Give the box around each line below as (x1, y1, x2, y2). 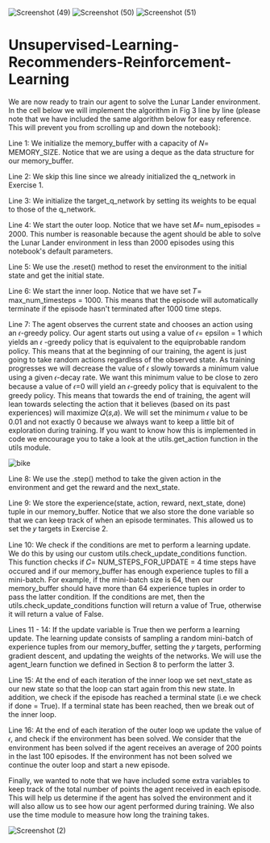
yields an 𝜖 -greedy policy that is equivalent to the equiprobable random (8, 337, 247, 346)
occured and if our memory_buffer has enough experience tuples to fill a (8, 566, 249, 576)
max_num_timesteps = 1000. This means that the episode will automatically (8, 295, 259, 304)
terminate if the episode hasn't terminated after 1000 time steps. (8, 304, 222, 313)
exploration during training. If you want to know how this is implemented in (8, 425, 256, 435)
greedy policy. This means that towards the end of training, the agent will (8, 390, 251, 400)
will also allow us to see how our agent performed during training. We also (8, 801, 255, 811)
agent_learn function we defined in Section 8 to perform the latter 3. (8, 659, 235, 669)
